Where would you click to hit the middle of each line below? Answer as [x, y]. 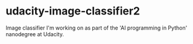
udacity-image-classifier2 [73, 11]
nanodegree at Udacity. [35, 34]
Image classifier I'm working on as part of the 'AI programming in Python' [96, 28]
